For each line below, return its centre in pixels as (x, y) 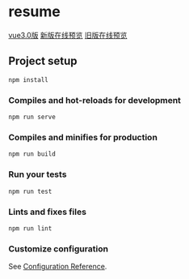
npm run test (30, 191)
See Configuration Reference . (58, 267)
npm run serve (32, 117)
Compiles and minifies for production (83, 137)
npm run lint (30, 228)
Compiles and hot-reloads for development (95, 100)
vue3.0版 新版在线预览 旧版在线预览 (68, 35)
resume (34, 12)
